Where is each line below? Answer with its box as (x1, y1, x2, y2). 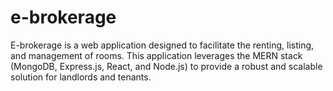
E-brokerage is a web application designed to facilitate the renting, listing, (10, 39, 315, 51)
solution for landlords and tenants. (10, 71, 152, 83)
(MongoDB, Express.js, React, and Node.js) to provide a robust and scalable (10, 60, 323, 72)
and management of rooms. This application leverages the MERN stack (10, 49, 303, 61)
